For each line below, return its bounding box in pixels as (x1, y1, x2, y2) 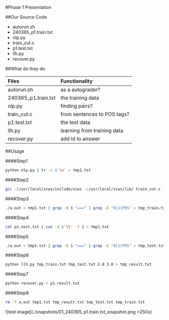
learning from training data (60, 127, 124, 134)
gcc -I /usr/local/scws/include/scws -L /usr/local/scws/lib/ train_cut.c (5, 186, 161, 191)
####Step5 (5, 233, 29, 239)
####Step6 (5, 252, 29, 259)
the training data (60, 94, 100, 101)
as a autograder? (60, 86, 101, 93)
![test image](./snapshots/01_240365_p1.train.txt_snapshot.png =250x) (5, 309, 152, 314)
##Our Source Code (5, 14, 47, 20)
